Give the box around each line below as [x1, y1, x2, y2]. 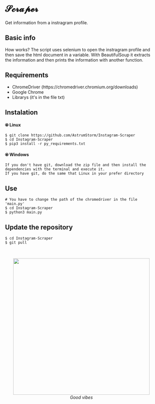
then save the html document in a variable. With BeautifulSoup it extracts [5, 52, 151, 58]
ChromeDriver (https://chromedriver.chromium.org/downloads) [12, 84, 138, 90]
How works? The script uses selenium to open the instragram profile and [5, 47, 150, 52]
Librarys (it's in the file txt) [12, 94, 65, 100]
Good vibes [70, 394, 93, 400]
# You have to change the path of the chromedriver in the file [5, 197, 138, 202]
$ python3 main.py [5, 210, 42, 215]
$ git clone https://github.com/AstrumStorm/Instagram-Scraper [5, 133, 136, 138]
